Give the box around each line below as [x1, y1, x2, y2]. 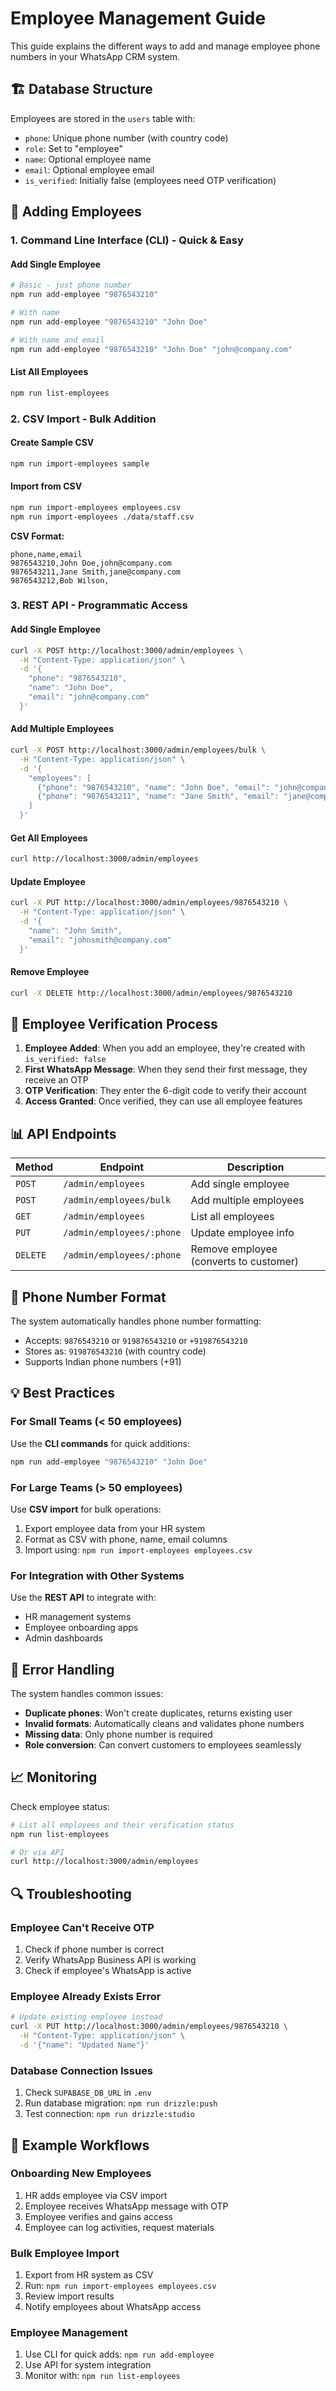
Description [227, 1160, 285, 1174]
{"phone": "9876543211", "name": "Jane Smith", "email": [36, 792, 280, 802]
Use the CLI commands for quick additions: [10, 1437, 190, 1449]
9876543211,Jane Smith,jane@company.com [10, 567, 182, 577]
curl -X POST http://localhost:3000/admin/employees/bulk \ [10, 745, 267, 755]
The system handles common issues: [10, 1688, 164, 1700]
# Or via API [10, 1847, 65, 1857]
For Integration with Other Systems [10, 1568, 185, 1582]
